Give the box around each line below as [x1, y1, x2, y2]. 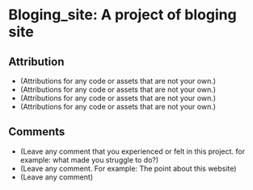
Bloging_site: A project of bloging [8, 6, 237, 24]
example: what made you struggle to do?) [19, 155, 159, 164]
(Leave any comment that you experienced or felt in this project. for [19, 147, 246, 156]
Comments [8, 125, 65, 138]
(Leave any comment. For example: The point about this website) [19, 163, 237, 173]
